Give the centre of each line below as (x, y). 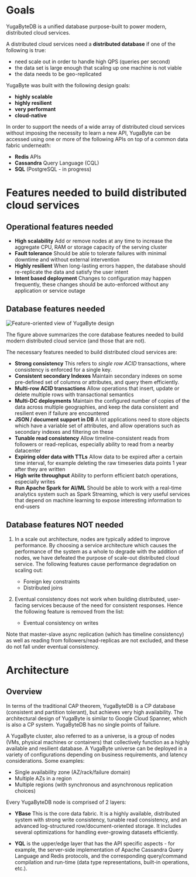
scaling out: (29, 570)
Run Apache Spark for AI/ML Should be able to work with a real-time (98, 488)
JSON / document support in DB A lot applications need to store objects (102, 419)
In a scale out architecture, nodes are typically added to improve (92, 539)
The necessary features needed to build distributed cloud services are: (92, 352)
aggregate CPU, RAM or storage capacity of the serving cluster (91, 247)
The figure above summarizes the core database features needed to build (95, 334)
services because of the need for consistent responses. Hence (107, 605)
